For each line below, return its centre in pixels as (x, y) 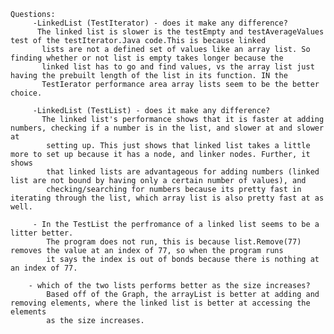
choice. (26, 93)
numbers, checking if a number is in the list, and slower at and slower (167, 128)
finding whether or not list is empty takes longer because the (147, 58)
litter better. (42, 233)
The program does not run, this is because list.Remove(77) (174, 242)
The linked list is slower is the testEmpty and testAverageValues (180, 32)
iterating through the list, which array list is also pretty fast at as (167, 198)
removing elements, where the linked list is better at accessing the (160, 303)
